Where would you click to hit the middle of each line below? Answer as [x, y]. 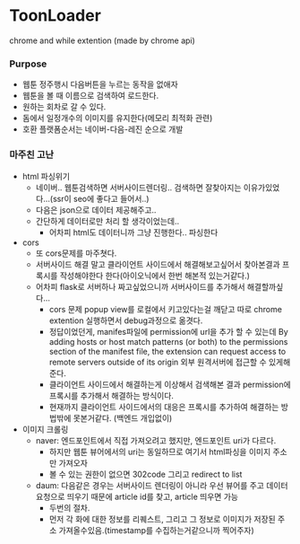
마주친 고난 [32, 155]
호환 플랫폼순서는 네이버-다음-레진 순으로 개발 [103, 129]
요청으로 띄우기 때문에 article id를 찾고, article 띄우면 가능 [137, 496]
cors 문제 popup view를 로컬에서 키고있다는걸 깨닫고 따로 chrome [165, 309]
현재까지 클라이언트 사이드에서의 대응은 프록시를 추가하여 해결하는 [164, 407]
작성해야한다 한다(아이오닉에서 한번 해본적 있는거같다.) [155, 276]
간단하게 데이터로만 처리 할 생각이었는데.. [107, 221]
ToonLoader [55, 16]
